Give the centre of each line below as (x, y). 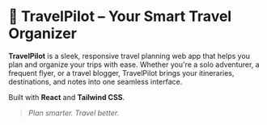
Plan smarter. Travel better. (74, 113)
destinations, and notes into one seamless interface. (95, 81)
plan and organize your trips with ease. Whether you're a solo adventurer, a (134, 65)
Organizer (42, 33)
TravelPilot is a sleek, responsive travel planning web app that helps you (129, 56)
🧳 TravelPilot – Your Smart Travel (120, 17)
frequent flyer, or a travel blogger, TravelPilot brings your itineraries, (121, 73)
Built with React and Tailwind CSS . (67, 97)
